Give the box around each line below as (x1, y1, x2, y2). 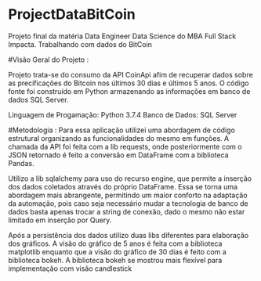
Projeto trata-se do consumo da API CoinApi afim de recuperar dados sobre (8, 70, 253, 79)
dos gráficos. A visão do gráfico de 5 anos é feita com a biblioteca (8, 239, 223, 248)
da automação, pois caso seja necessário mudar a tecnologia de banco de (8, 198, 248, 208)
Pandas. (8, 158, 34, 168)
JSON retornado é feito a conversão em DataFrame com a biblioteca (8, 150, 229, 160)
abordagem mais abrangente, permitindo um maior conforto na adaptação (8, 190, 248, 200)
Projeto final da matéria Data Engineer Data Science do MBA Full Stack (8, 31, 237, 41)
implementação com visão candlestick (8, 264, 132, 273)
